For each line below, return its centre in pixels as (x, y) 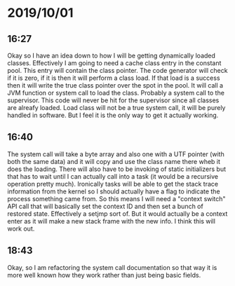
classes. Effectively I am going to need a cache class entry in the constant (114, 63)
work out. (21, 229)
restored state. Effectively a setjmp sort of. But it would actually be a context (117, 213)
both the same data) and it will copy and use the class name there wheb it (114, 161)
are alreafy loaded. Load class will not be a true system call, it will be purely (116, 108)
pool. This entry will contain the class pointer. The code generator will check (117, 70)
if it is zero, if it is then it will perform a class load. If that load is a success (114, 78)
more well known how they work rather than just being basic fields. (104, 275)
